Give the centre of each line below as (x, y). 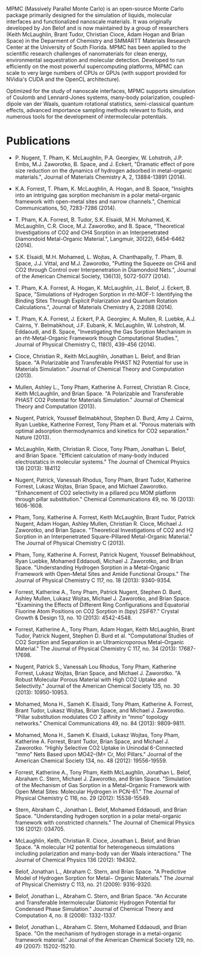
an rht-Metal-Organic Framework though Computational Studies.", (97, 338)
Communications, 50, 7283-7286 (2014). (65, 208)
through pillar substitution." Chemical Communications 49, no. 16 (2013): (105, 499)
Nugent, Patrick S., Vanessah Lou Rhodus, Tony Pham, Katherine (96, 666)
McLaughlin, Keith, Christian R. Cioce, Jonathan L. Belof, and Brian (98, 840)
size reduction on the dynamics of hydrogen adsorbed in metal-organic (104, 170)
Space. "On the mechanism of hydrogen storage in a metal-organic (98, 933)
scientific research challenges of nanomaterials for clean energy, (87, 53)
